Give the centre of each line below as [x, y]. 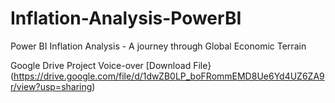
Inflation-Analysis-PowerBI [126, 18]
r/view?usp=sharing [51, 86]
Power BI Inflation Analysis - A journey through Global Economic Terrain [158, 46]
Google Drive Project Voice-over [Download [101, 65]
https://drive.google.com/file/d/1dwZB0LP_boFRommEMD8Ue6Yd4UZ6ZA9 [169, 76]
